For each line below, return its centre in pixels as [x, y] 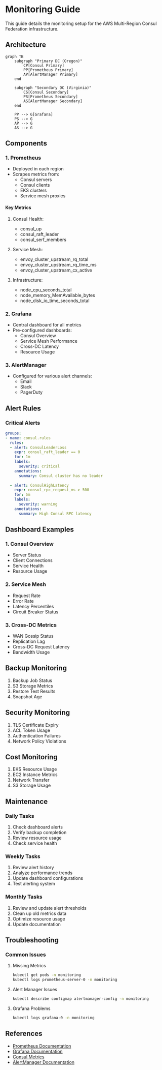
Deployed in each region [38, 169]
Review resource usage [37, 838]
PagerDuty [31, 392]
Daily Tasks [20, 816]
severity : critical [39, 466]
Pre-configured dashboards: [42, 330]
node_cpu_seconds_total [46, 290]
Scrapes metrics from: [36, 174]
